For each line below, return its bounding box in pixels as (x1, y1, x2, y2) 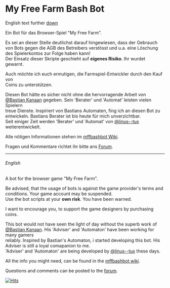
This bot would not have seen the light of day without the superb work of (5, 221, 157, 227)
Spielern (5, 102, 23, 108)
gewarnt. (5, 61, 24, 67)
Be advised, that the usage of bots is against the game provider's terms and (5, 186, 163, 192)
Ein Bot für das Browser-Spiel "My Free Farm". (5, 29, 102, 35)
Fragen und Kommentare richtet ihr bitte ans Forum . (5, 143, 113, 150)
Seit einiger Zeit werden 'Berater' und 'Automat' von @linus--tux (5, 118, 139, 124)
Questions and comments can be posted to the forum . (5, 268, 118, 274)
